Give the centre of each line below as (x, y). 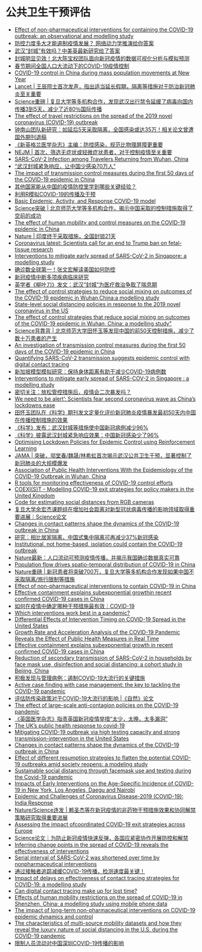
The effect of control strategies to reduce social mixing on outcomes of (103, 291)
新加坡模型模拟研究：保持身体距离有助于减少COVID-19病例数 (90, 371)
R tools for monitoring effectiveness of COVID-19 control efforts (93, 482)
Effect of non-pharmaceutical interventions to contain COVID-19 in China (105, 586)
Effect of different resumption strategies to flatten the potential (92, 758)
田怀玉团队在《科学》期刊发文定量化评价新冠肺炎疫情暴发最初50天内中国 (105, 412)
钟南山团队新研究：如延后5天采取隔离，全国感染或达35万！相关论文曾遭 (104, 129)
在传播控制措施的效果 (41, 420)
